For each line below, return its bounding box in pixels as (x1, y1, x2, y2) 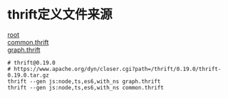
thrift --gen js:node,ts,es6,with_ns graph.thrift (7, 77, 161, 85)
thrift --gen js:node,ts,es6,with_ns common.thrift (7, 84, 164, 91)
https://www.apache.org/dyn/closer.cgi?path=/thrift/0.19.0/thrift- (14, 65, 222, 72)
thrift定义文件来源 (7, 6, 113, 23)
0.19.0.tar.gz (7, 72, 50, 79)
